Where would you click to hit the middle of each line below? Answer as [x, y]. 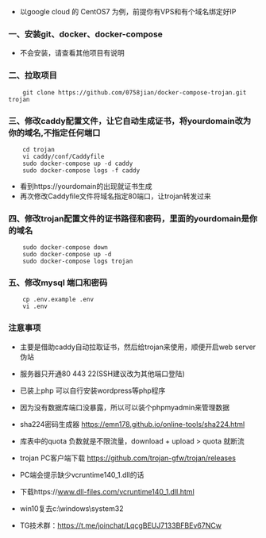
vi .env [35, 307]
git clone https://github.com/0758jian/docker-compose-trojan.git [135, 92]
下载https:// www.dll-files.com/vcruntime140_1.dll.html [107, 491]
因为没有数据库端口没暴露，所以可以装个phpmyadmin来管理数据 [125, 407]
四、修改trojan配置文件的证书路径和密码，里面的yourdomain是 [129, 218]
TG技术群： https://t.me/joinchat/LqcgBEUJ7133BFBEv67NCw [121, 525]
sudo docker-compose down [66, 248]
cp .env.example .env [58, 300]
